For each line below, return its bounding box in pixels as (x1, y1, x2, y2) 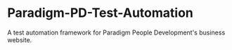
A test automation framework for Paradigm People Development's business (7, 28, 226, 37)
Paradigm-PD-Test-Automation (7, 5, 193, 21)
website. (7, 35, 32, 44)
